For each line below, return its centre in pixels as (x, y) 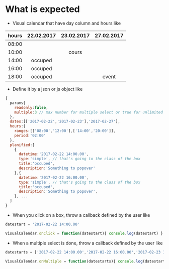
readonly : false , (31, 107)
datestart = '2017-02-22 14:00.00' (43, 224)
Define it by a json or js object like (48, 89)
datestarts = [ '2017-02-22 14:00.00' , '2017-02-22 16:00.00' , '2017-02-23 (83, 252)
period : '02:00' (30, 136)
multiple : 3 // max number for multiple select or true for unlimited (89, 112)
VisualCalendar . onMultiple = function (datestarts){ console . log (74, 261)
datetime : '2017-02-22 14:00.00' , (54, 154)
